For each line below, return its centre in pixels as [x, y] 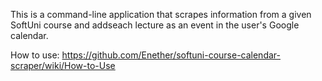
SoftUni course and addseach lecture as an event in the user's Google [155, 25]
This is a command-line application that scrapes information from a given [161, 14]
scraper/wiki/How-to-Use [63, 65]
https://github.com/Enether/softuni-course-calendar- [171, 55]
